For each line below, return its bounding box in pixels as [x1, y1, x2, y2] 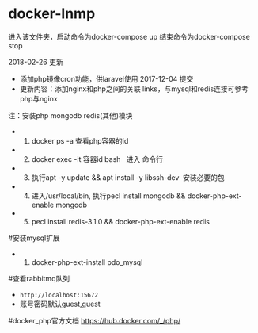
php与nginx [19, 94, 58, 103]
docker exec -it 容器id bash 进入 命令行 [31, 154, 164, 163]
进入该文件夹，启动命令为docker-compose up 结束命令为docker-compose [8, 32, 251, 41]
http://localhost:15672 [19, 291, 99, 299]
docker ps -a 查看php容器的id [31, 136, 129, 145]
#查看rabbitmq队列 [8, 274, 70, 283]
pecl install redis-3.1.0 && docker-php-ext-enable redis [31, 216, 210, 226]
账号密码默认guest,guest [19, 299, 101, 308]
